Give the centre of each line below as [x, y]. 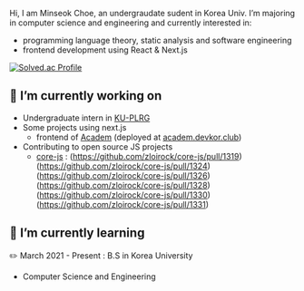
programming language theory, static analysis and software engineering [157, 40]
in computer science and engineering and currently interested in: [131, 23]
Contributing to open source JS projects [98, 146]
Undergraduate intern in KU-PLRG [86, 118]
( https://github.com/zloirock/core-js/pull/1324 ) [123, 166]
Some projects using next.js [74, 127]
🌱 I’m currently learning [77, 233]
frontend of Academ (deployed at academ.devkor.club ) [139, 137]
